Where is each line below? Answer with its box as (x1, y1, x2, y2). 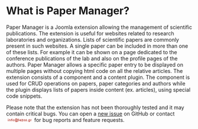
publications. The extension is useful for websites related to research (6, 29, 174, 37)
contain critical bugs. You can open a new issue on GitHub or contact (6, 110, 175, 117)
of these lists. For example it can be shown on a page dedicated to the (6, 48, 177, 55)
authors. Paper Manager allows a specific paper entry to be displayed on (6, 61, 183, 68)
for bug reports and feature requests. (34, 116, 125, 123)
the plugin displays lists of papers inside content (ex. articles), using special (6, 86, 191, 93)
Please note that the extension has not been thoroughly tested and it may (6, 104, 184, 111)
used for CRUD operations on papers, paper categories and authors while (6, 80, 186, 87)
